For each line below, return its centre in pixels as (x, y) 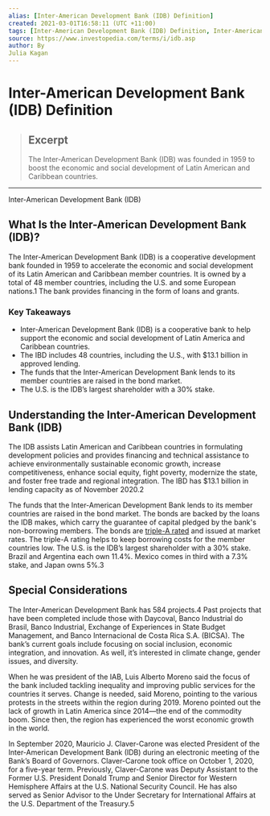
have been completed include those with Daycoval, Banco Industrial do (126, 618)
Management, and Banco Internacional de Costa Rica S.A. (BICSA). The (127, 635)
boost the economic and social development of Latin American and (139, 168)
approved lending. (50, 364)
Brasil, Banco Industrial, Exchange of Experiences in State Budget (117, 627)
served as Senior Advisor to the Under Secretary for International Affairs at (132, 795)
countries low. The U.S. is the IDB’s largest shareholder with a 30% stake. (130, 548)
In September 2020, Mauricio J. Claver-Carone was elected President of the (134, 744)
